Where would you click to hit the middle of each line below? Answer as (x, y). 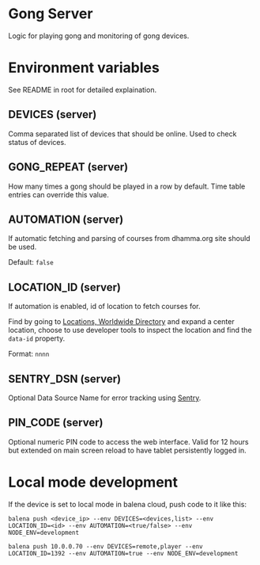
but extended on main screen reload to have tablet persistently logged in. (127, 450)
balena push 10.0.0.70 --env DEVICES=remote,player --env (106, 546)
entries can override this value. (58, 194)
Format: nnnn (29, 354)
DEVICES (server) (53, 115)
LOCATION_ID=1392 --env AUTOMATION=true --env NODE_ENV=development (123, 553)
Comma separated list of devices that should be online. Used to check (122, 134)
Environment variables (84, 68)
